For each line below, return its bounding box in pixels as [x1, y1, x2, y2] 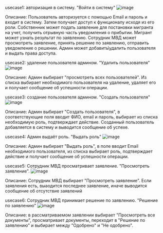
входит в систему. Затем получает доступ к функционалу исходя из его [5, 19, 155, 25]
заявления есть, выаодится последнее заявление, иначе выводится [5, 183, 147, 189]
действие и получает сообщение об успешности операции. [5, 154, 129, 159]
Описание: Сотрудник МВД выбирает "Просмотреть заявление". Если [5, 178, 152, 183]
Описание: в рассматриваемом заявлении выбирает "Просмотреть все [5, 212, 155, 218]
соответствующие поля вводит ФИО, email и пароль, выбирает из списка [5, 114, 158, 119]
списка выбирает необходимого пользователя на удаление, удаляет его [5, 79, 156, 85]
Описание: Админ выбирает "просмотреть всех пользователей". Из [5, 75, 147, 80]
